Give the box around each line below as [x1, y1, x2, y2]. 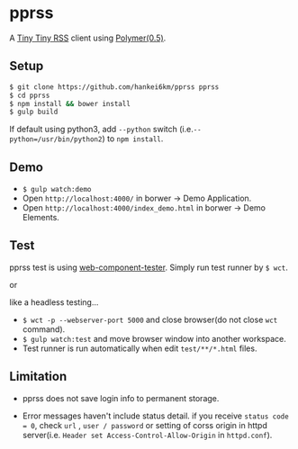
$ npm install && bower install [9, 99, 131, 108]
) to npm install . [102, 133, 164, 144]
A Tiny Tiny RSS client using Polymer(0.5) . [9, 32, 167, 43]
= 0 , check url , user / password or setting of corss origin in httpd [22, 419, 268, 430]
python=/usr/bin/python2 [9, 135, 103, 144]
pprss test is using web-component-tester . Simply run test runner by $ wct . [9, 262, 288, 273]
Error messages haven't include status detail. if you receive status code [22, 410, 290, 421]
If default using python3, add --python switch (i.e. [9, 124, 194, 135]
